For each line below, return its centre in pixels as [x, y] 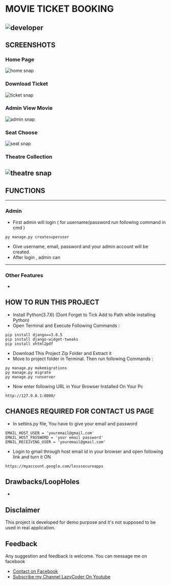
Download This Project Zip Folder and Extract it [62, 353]
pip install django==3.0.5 [34, 335]
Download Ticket [27, 84]
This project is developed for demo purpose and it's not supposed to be [81, 522]
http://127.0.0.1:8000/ [31, 396]
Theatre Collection [29, 157]
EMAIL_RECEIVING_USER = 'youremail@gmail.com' [55, 442]
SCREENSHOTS [31, 45]
